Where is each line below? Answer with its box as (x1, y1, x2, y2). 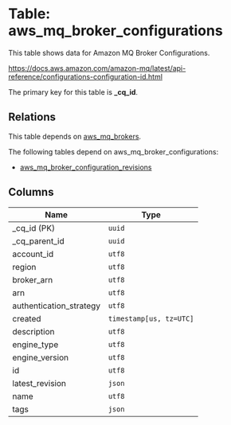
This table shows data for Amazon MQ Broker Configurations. (8, 48, 210, 57)
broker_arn (12, 274, 53, 285)
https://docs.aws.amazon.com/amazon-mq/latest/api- (8, 63, 186, 72)
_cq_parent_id (12, 236, 65, 247)
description (12, 326, 55, 337)
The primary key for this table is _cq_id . (8, 87, 138, 96)
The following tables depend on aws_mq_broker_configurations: (8, 146, 219, 156)
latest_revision (12, 377, 66, 388)
